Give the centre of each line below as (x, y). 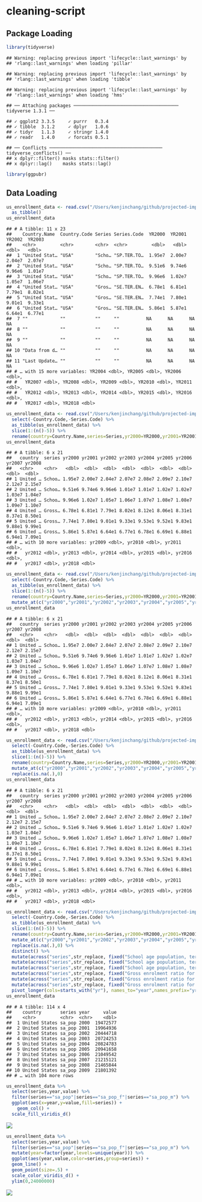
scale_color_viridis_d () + (45, 1175)
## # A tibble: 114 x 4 (36, 1007)
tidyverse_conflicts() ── (38, 153)
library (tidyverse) (31, 47)
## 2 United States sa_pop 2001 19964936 (62, 1028)
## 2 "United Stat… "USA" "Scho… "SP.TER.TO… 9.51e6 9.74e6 (96, 266)
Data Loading (32, 193)
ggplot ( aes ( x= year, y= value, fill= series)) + (67, 1103)
